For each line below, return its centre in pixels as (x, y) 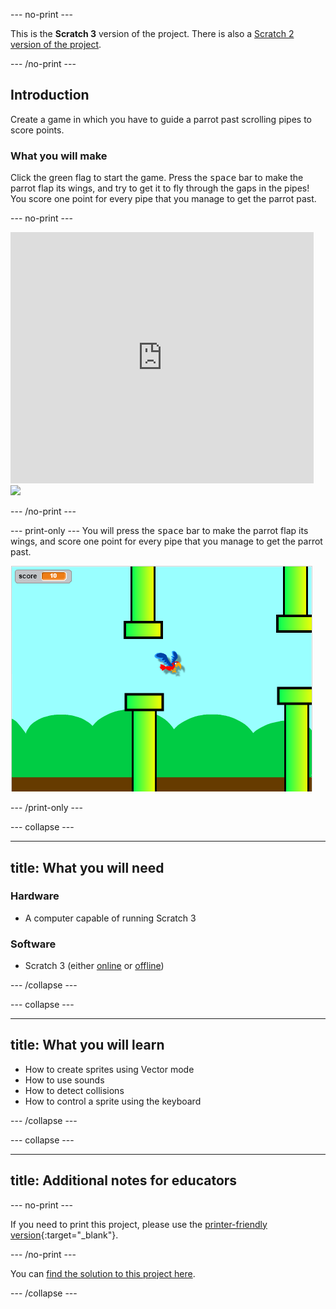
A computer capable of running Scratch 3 (110, 918)
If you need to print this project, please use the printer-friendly (139, 1224)
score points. (37, 130)
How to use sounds (64, 1080)
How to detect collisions (74, 1090)
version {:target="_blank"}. (64, 1235)
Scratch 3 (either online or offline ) (94, 966)
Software (33, 944)
